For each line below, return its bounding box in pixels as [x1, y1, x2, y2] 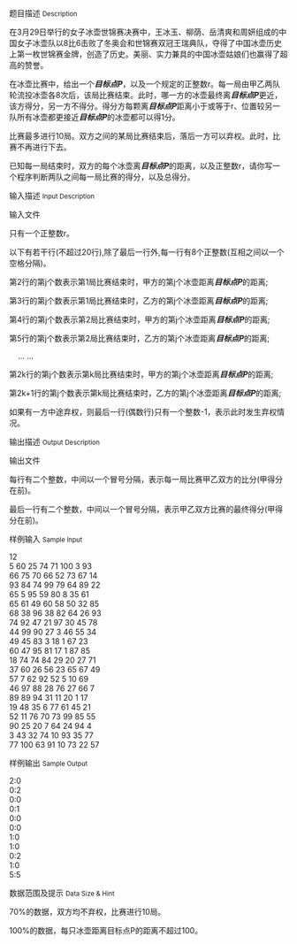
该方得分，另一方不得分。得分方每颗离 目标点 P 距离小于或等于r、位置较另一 [9, 101, 281, 111]
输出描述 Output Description [9, 436, 100, 447]
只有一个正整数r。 [9, 228, 75, 238]
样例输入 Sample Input [9, 533, 83, 544]
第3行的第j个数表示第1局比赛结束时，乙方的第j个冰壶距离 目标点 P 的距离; [9, 295, 269, 306]
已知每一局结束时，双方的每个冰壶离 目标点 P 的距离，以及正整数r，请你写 [9, 161, 273, 171]
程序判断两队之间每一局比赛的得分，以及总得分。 [16, 172, 195, 182]
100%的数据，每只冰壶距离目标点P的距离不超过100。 [9, 925, 203, 935]
